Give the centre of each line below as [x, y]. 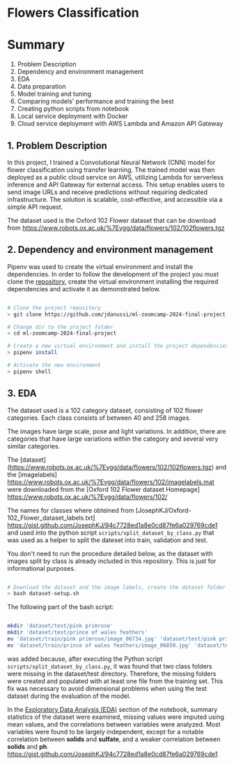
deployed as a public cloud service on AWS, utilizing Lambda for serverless [116, 177]
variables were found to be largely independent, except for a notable [106, 731]
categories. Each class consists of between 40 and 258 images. [99, 418]
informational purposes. [41, 568]
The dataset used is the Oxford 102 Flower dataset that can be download [112, 220]
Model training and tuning [54, 94]
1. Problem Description [57, 146]
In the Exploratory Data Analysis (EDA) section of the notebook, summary [112, 709]
